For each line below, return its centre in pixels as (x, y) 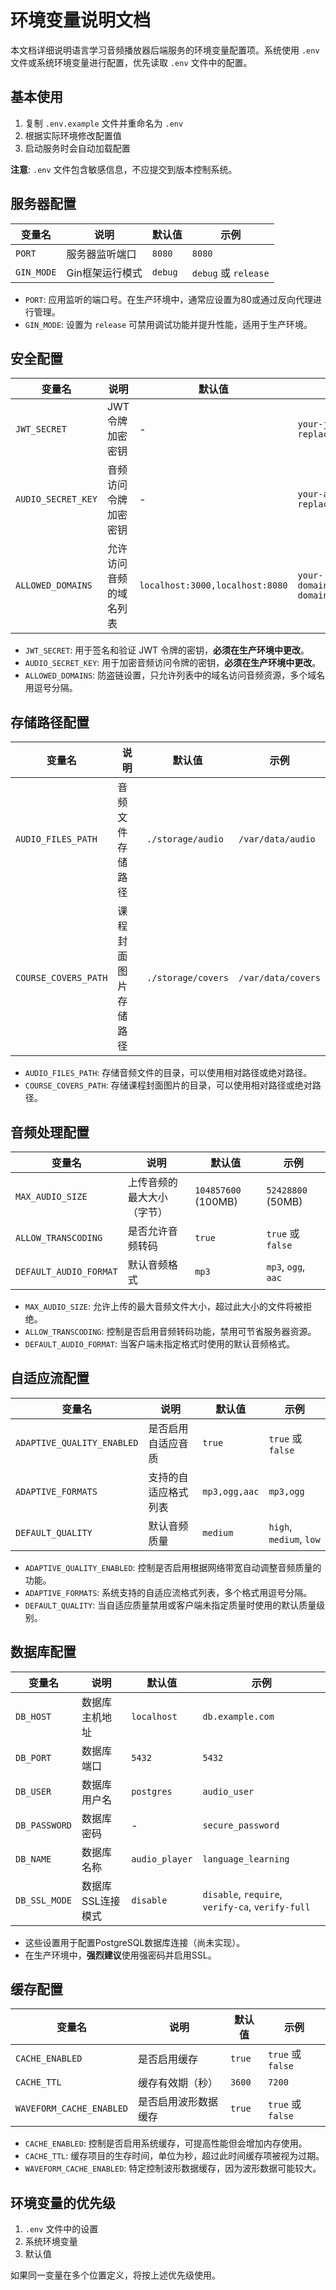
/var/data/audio (277, 839)
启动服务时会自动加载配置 (77, 148)
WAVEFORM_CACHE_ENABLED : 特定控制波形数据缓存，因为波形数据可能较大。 (173, 2168)
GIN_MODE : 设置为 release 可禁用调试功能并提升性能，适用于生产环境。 (168, 324)
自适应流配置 (50, 1378)
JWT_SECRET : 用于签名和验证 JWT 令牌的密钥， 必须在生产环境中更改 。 (167, 650)
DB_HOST (33, 1716)
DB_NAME (33, 1859)
